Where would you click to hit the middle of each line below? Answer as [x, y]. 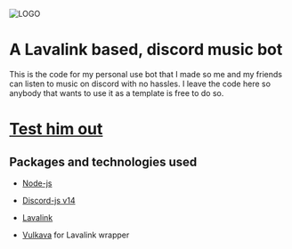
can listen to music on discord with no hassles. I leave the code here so [140, 84]
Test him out [56, 129]
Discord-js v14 [49, 200]
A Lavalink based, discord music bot [146, 50]
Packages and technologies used [103, 161]
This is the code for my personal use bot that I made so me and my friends [146, 74]
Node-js [37, 183]
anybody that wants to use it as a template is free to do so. [117, 92]
